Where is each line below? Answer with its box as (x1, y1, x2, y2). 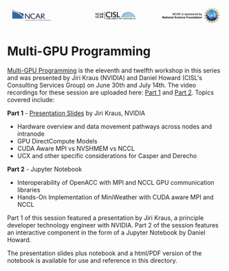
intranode (17, 130, 45, 138)
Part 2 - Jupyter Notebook (7, 165, 83, 174)
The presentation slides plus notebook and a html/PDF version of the (7, 249, 202, 257)
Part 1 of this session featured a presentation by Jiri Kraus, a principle (7, 214, 204, 222)
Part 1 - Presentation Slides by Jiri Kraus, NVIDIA (7, 109, 146, 117)
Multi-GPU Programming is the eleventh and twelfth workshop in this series (7, 66, 221, 74)
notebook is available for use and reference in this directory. (7, 257, 177, 265)
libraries (17, 185, 41, 194)
